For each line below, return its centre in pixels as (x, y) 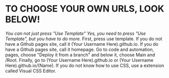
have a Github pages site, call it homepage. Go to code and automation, (79, 49)
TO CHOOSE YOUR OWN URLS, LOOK (85, 9)
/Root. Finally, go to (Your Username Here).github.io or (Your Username (79, 60)
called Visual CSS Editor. (31, 70)
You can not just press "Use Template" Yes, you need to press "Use (76, 33)
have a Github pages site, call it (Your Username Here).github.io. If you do (82, 44)
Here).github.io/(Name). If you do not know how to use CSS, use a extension (85, 65)
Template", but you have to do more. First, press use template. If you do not (84, 39)
